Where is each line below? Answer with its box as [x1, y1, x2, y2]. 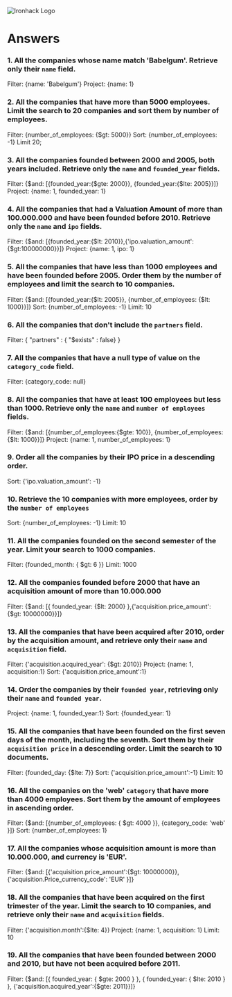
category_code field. [7, 361, 74, 371]
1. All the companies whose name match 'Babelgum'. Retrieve [7, 56, 218, 65]
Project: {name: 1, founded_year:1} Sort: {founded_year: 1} [7, 709, 171, 717]
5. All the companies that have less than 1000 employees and [7, 262, 217, 272]
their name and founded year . [7, 693, 102, 703]
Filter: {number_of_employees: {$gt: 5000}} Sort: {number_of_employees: [7, 130, 217, 139]
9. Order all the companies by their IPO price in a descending [7, 452, 215, 462]
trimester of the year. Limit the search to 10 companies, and [7, 901, 211, 911]
